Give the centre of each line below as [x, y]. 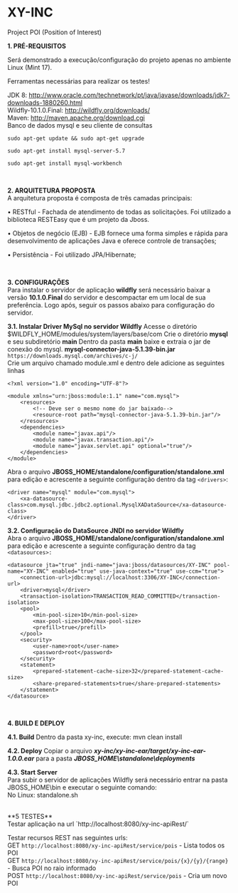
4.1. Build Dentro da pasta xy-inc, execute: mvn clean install [95, 737]
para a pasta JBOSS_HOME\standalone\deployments [115, 758]
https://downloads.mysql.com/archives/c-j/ [73, 356]
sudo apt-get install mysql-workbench [65, 163]
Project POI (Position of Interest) [54, 32]
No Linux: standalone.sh [43, 795]
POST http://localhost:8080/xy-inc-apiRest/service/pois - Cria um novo [117, 875]
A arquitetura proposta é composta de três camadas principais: [100, 198]
